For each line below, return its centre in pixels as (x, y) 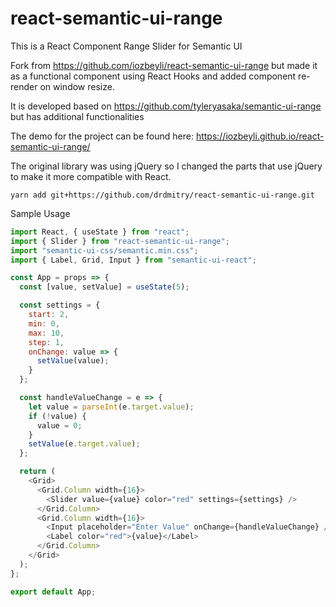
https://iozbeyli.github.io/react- (260, 136)
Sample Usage (40, 213)
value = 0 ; (59, 425)
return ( (37, 472)
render (24, 86)
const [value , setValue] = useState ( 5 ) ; (104, 287)
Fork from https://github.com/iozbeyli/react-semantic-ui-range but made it (164, 65)
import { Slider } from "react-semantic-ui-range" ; (120, 241)
